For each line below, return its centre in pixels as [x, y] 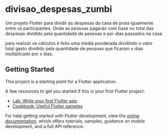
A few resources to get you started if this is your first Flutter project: [75, 91]
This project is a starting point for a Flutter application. [61, 81]
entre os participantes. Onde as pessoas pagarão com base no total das [79, 28]
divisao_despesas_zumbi [59, 9]
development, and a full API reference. [45, 126]
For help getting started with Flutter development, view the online [72, 116]
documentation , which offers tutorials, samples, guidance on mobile [75, 121]
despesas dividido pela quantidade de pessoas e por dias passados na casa [84, 33]
